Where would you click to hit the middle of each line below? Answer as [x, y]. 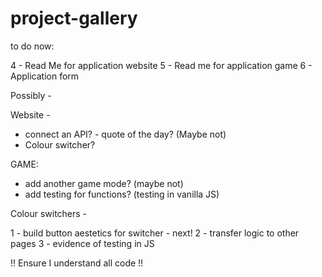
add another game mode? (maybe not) [104, 183]
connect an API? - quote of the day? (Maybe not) [125, 134]
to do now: [32, 46]
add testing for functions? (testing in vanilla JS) [122, 194]
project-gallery [74, 18]
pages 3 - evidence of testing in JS [82, 243]
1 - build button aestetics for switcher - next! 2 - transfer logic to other [155, 233]
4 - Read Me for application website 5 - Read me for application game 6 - [161, 65]
